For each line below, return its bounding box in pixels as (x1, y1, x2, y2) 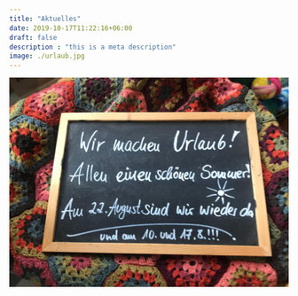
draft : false (9, 33, 58, 42)
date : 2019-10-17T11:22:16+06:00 (9, 23, 133, 33)
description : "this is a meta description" (9, 43, 176, 51)
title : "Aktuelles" (9, 14, 82, 23)
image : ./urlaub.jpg (9, 51, 86, 61)
